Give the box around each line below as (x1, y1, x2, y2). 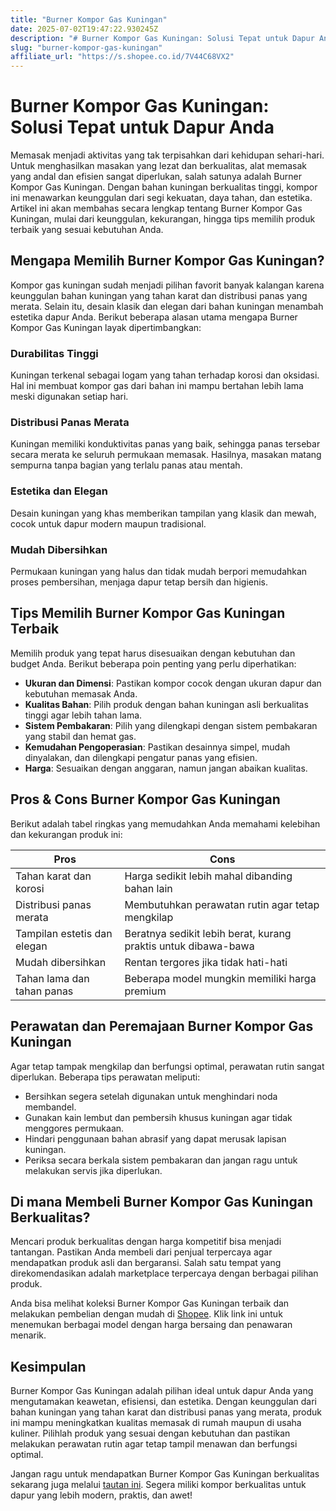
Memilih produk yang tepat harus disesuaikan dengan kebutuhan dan (10, 647, 296, 659)
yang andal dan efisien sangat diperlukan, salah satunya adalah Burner (10, 171, 302, 183)
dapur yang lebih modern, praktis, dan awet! (10, 1489, 193, 1501)
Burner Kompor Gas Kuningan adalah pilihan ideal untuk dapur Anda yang (10, 1385, 314, 1397)
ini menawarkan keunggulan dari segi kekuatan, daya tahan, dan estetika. (10, 192, 313, 204)
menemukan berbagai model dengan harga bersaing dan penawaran (10, 1319, 293, 1331)
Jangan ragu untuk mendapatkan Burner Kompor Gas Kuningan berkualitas (10, 1468, 320, 1480)
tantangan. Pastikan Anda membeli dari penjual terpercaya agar (10, 1246, 273, 1258)
